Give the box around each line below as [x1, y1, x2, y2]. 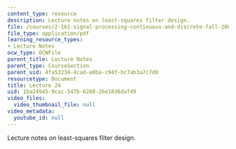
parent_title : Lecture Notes [7, 56, 93, 63]
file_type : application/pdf [7, 29, 90, 37]
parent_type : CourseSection [7, 62, 90, 69]
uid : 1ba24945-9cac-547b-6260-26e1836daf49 [7, 88, 137, 95]
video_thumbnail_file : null [13, 101, 96, 108]
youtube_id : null [13, 114, 65, 121]
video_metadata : [7, 108, 55, 115]
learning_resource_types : [7, 36, 83, 43]
